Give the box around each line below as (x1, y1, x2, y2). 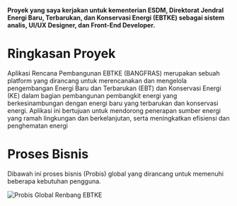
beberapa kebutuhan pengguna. (7, 176, 101, 186)
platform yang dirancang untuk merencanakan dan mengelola (7, 76, 187, 85)
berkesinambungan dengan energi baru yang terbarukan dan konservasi (7, 99, 219, 107)
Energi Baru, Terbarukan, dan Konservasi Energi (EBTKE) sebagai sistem (7, 13, 225, 22)
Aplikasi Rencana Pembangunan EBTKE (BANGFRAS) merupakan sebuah (7, 68, 221, 77)
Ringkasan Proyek (7, 46, 116, 62)
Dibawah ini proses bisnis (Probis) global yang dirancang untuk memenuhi (7, 169, 224, 178)
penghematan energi (7, 121, 69, 130)
